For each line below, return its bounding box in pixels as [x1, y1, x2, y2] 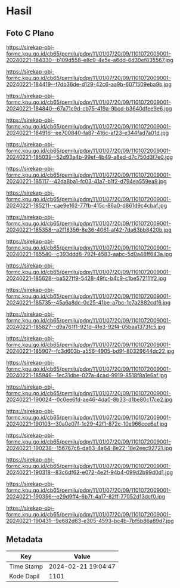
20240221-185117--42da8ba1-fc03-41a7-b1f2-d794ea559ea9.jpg [6, 178, 167, 184]
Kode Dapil [9, 572, 40, 580]
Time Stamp [9, 562, 44, 571]
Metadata [6, 534, 43, 544]
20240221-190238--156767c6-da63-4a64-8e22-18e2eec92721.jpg [6, 445, 173, 451]
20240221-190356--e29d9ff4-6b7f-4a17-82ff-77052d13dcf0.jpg [6, 493, 166, 500]
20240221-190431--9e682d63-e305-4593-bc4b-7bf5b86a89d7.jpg [6, 518, 174, 524]
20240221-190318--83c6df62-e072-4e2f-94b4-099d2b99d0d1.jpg [6, 469, 173, 476]
